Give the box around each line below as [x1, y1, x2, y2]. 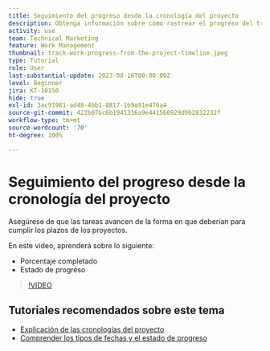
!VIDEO [27, 280, 52, 290]
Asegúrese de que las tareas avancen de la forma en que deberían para [8, 216, 246, 226]
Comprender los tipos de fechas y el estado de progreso [19, 333, 207, 343]
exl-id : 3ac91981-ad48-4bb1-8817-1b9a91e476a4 [8, 101, 167, 109]
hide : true [8, 94, 45, 102]
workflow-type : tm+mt [8, 116, 81, 124]
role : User [8, 64, 45, 72]
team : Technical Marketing [8, 34, 99, 43]
